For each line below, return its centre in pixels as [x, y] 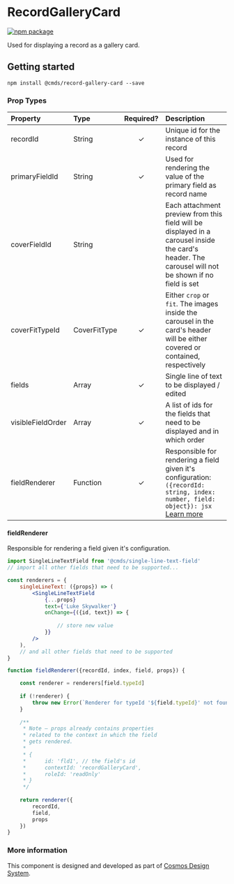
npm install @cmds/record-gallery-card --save [76, 83]
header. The [185, 257]
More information [37, 851]
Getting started [41, 67]
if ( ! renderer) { [45, 696]
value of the [185, 177]
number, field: [190, 499]
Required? [141, 119]
